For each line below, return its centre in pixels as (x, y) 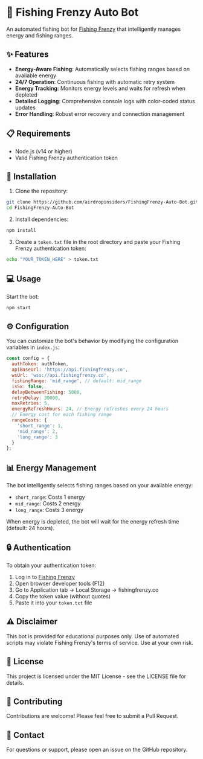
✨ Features (27, 55)
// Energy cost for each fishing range (62, 415)
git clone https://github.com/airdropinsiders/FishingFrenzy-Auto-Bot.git (102, 202)
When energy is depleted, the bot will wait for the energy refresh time (93, 522)
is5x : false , (28, 386)
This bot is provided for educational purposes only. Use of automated (93, 636)
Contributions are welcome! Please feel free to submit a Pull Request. (92, 716)
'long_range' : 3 (38, 437)
